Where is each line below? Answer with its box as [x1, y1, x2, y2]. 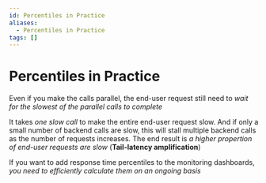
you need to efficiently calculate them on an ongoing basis [9, 166, 201, 176]
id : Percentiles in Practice [9, 11, 105, 20]
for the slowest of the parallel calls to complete [9, 102, 163, 111]
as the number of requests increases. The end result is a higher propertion [9, 134, 253, 144]
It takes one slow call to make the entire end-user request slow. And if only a [9, 118, 259, 127]
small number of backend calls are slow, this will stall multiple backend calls [9, 125, 256, 135]
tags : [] [9, 33, 38, 42]
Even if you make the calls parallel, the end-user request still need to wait [9, 94, 249, 103]
